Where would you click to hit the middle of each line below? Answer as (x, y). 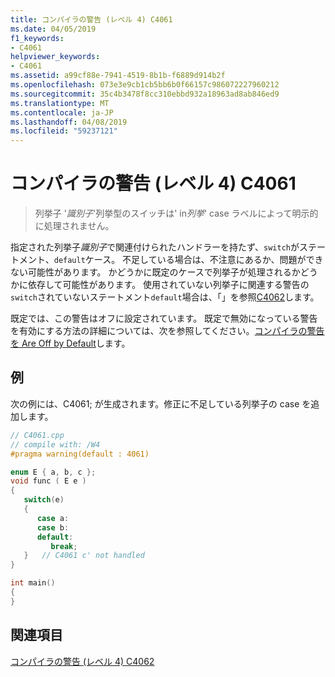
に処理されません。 (74, 226)
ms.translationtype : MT (60, 103)
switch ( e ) (44, 500)
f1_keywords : (37, 38)
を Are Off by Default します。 (70, 343)
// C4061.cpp (37, 435)
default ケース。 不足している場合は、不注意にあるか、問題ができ (188, 260)
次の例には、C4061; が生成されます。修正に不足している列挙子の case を (161, 403)
